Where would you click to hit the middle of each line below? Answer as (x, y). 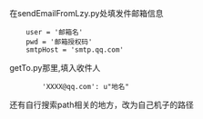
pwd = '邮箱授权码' (59, 42)
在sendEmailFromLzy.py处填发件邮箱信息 (86, 13)
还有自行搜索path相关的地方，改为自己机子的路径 (101, 104)
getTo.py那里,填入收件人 (55, 68)
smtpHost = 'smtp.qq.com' (75, 50)
